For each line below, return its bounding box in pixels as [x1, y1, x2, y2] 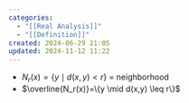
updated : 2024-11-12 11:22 [8, 47, 110, 56]
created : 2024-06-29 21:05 [8, 38, 110, 48]
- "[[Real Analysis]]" [16, 22, 102, 31]
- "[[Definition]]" [16, 30, 90, 39]
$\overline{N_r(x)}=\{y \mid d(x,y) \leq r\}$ [21, 83, 181, 94]
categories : [8, 13, 53, 23]
